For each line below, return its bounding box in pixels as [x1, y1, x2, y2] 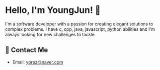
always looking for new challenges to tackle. [5, 31, 96, 37]
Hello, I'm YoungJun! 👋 [5, 4, 101, 16]
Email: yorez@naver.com [12, 59, 64, 65]
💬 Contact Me [5, 46, 48, 54]
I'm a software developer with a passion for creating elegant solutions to [5, 21, 153, 27]
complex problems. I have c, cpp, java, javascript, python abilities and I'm [5, 26, 155, 32]
